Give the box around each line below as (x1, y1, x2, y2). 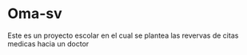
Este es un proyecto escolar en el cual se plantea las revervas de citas (7, 31, 239, 40)
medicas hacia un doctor (7, 38, 90, 48)
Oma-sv (7, 5, 62, 23)
